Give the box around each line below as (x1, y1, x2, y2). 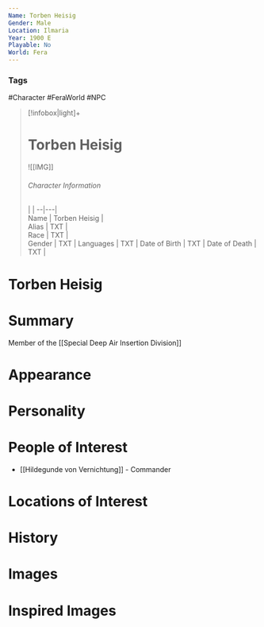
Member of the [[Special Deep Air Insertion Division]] (8, 338, 182, 347)
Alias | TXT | (27, 222, 68, 231)
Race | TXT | (27, 230, 69, 240)
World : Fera (8, 48, 48, 56)
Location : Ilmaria (8, 26, 69, 34)
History (8, 529, 59, 547)
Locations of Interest (8, 493, 148, 511)
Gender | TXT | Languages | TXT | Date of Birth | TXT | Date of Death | (27, 239, 257, 249)
